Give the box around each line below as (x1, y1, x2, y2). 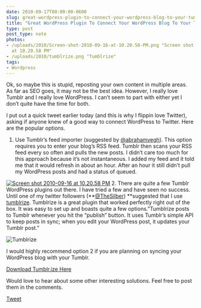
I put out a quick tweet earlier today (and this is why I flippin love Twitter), (6, 112, 187, 119)
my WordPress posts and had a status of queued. (14, 168, 137, 175)
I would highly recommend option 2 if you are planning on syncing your (6, 247, 182, 255)
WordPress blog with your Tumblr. (6, 254, 90, 261)
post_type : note (6, 31, 47, 37)
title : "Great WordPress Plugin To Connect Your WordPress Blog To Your (6, 20, 191, 26)
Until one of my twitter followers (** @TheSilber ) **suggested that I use (6, 193, 183, 200)
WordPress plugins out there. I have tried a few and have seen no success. (6, 186, 190, 193)
